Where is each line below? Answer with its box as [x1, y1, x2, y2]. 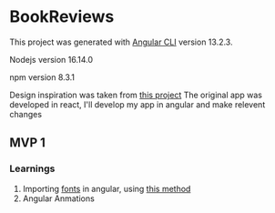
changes [9, 108, 43, 119]
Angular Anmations [22, 193, 96, 204]
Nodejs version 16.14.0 [9, 54, 94, 65]
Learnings [9, 162, 56, 175]
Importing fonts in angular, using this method [22, 183, 191, 194]
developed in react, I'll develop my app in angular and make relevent [9, 98, 266, 110]
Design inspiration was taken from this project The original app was [9, 89, 262, 100]
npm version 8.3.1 [9, 71, 76, 83]
